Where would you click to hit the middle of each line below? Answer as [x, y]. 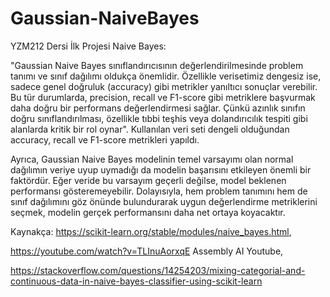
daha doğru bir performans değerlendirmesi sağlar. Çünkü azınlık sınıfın [158, 108]
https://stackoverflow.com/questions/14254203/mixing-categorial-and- [158, 270]
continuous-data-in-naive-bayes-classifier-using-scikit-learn [136, 281]
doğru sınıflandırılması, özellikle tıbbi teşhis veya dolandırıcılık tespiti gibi [159, 118]
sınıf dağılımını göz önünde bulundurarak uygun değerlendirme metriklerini [164, 201]
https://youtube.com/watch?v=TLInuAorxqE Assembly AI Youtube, [147, 251]
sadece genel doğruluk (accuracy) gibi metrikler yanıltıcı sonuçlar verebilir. [164, 86]
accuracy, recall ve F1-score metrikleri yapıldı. [105, 139]
